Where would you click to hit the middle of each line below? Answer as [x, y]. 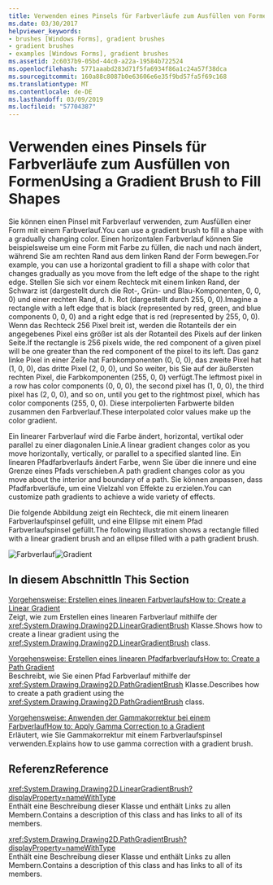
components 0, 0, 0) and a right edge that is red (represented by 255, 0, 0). [134, 317]
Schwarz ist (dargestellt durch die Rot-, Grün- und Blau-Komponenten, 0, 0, [135, 291]
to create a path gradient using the [66, 693]
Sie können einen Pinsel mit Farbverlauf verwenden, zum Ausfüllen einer [130, 221]
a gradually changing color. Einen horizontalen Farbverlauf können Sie [126, 239]
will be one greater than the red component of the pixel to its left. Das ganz [134, 352]
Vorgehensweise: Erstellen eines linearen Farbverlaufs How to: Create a [127, 599]
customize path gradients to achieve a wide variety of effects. [112, 497]
